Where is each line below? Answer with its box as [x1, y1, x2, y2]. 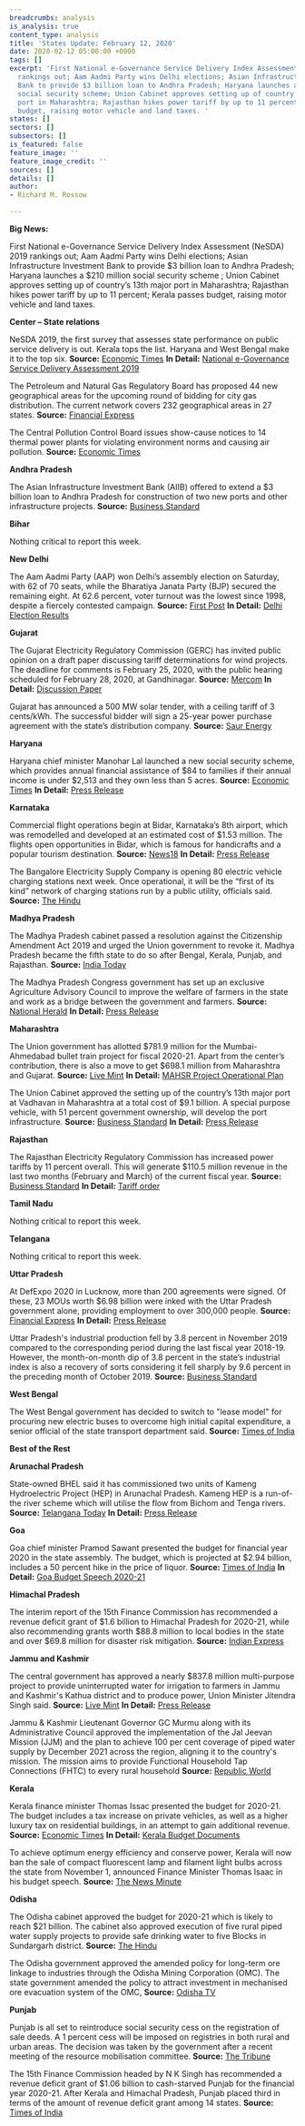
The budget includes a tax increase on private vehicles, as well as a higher [9, 1810, 289, 1821]
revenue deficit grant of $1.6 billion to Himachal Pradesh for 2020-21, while [9, 1617, 290, 1627]
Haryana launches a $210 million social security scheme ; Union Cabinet [9, 270, 280, 281]
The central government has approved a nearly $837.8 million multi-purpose [9, 1671, 295, 1681]
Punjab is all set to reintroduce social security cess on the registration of [9, 2022, 280, 2032]
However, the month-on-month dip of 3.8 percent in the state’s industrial [9, 1352, 280, 1363]
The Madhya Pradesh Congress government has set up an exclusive [9, 977, 265, 988]
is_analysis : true [9, 22, 79, 31]
